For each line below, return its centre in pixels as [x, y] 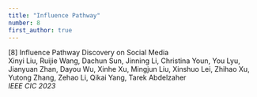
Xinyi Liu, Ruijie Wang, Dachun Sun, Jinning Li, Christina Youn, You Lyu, [124, 61]
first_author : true [40, 30]
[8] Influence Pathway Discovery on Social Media [89, 53]
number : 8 [25, 23]
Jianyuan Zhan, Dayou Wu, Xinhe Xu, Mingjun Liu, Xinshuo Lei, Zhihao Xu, [129, 69]
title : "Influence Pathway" [55, 15]
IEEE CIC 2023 [32, 86]
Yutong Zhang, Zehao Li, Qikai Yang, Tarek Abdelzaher [97, 78]
